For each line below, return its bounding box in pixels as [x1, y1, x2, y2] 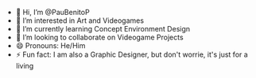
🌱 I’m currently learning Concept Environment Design [15, 24, 191, 33]
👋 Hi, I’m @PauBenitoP [15, 8, 90, 17]
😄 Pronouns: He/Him [15, 41, 86, 50]
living [15, 61, 34, 70]
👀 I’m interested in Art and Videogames [15, 16, 145, 25]
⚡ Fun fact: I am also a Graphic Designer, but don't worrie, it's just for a [15, 50, 248, 59]
